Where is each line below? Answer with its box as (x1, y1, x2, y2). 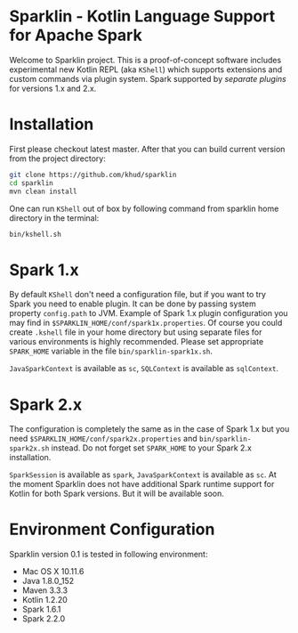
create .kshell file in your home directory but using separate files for (9, 327, 262, 337)
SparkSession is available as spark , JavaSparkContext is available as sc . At (9, 469, 278, 480)
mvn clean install (9, 187, 77, 196)
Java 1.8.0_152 (21, 576, 75, 587)
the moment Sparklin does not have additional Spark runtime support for (9, 479, 275, 490)
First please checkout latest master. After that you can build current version (9, 143, 286, 154)
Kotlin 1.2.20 (21, 595, 68, 605)
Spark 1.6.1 (21, 604, 61, 615)
